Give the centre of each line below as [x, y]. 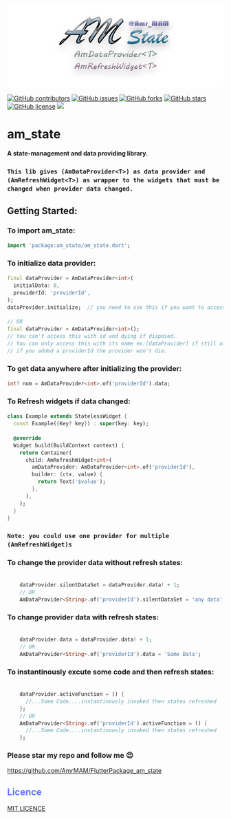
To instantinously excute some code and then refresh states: [111, 672]
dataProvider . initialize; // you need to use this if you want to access [117, 307]
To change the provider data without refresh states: [95, 563]
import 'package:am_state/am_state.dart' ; [69, 246]
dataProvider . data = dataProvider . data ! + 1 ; [86, 640]
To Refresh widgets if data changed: [69, 401]
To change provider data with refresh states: [83, 617]
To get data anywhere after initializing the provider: [95, 368]
